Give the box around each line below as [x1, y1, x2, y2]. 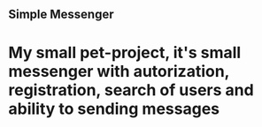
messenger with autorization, [8, 61, 230, 81]
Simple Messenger [8, 7, 114, 22]
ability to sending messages [8, 99, 220, 118]
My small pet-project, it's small [8, 42, 242, 63]
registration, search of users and [8, 79, 254, 100]
